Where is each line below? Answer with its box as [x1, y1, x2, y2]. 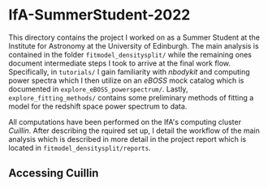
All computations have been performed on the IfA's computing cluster [8, 117, 242, 126]
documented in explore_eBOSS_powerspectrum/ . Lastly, [8, 83, 188, 94]
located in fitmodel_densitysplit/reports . [8, 143, 152, 152]
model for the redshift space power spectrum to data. [8, 101, 188, 111]
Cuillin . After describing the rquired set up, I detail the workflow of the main [8, 126, 260, 135]
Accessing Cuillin [8, 166, 99, 180]
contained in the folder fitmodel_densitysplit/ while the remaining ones [8, 49, 252, 59]
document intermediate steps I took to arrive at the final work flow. [8, 58, 231, 68]
